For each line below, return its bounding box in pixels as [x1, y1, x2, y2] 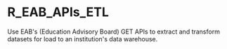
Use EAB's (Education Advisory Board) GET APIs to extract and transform [7, 27, 220, 36]
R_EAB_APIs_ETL [7, 4, 109, 20]
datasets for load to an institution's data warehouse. [7, 34, 158, 43]
